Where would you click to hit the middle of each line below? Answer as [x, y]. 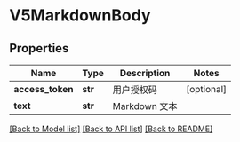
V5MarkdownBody [80, 16]
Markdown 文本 [145, 106]
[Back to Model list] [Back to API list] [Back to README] [111, 129]
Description [145, 73]
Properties [39, 48]
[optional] [207, 89]
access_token [44, 89]
